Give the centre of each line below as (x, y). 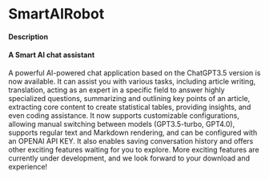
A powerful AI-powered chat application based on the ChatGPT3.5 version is (134, 72)
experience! (28, 166)
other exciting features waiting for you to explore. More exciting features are (134, 149)
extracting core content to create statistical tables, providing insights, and (130, 107)
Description (28, 36)
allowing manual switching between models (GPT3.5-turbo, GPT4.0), (122, 124)
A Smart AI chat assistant (52, 55)
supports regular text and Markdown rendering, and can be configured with (133, 132)
